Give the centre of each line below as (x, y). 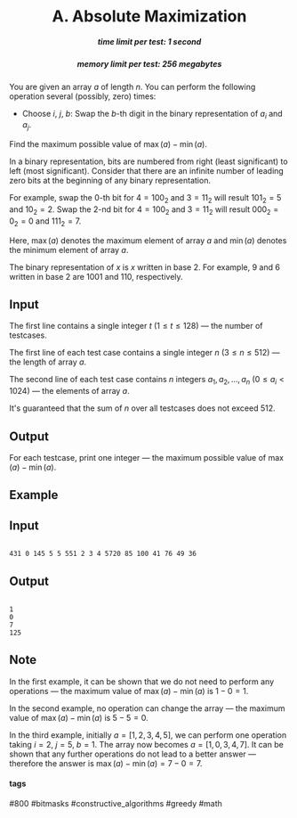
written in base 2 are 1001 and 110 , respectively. (96, 276)
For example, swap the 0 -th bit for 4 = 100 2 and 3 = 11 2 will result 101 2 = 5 (145, 199)
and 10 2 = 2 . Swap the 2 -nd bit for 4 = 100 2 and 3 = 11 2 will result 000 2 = (144, 210)
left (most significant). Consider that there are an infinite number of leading (147, 171)
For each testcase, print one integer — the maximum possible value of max (147, 457)
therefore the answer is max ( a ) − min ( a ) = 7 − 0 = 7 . (106, 763)
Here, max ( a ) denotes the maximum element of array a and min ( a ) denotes (148, 240)
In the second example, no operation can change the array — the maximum (148, 708)
